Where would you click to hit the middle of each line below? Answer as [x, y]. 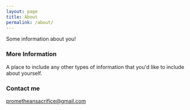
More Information [31, 54]
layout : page [22, 11]
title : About [22, 17]
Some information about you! [41, 39]
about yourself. [24, 73]
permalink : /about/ [30, 22]
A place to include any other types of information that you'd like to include [95, 67]
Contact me [23, 88]
